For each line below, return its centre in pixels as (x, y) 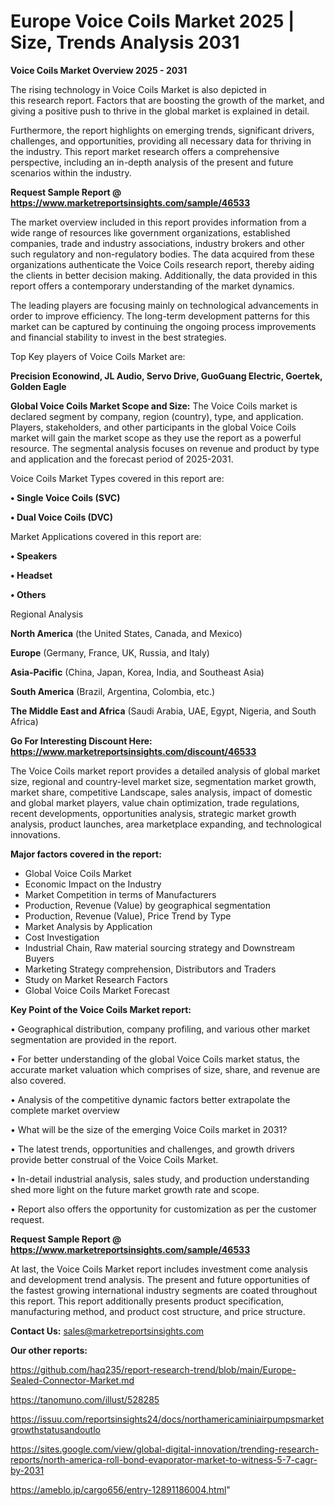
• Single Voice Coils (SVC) (65, 497)
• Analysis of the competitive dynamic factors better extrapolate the (150, 1099)
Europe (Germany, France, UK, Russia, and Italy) (110, 652)
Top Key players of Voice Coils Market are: (98, 356)
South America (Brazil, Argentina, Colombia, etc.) (113, 691)
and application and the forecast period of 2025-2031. (122, 459)
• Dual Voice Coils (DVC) (61, 517)
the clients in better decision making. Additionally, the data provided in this (164, 275)
